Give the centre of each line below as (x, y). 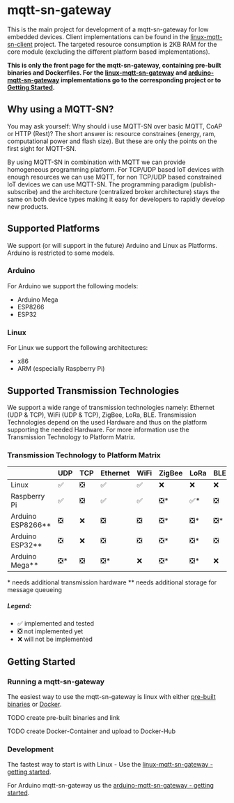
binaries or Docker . (34, 704)
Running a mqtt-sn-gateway (56, 682)
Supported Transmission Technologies (93, 391)
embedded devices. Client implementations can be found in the (98, 36)
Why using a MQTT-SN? (61, 109)
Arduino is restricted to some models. (61, 253)
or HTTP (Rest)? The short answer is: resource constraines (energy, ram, (111, 133)
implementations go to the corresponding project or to (141, 80)
